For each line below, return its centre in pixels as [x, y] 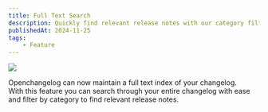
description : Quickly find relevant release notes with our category [126, 23]
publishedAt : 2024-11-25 [49, 30]
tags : [17, 38]
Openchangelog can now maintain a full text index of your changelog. [123, 83]
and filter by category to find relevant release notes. [94, 99]
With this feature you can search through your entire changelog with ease [129, 91]
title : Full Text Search [49, 15]
